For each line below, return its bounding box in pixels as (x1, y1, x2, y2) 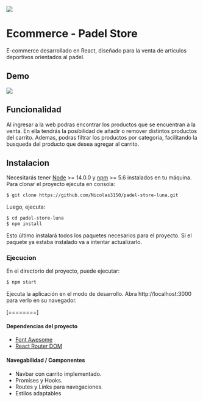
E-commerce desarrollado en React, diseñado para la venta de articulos (6, 46, 187, 54)
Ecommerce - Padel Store (6, 27, 138, 41)
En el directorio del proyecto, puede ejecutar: (6, 267, 120, 275)
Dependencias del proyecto (6, 322, 78, 329)
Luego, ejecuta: (6, 203, 46, 210)
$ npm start (6, 279, 37, 285)
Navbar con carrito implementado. (15, 370, 102, 378)
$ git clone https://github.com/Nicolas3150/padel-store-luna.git (6, 192, 179, 198)
